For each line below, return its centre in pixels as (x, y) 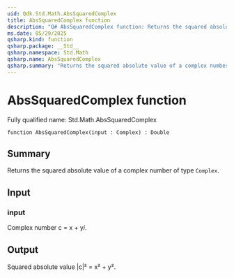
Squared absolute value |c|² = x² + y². (62, 267)
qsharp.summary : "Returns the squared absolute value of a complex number (118, 66)
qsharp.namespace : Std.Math (48, 53)
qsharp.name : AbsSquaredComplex (54, 59)
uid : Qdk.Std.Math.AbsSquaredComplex (62, 14)
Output (23, 250)
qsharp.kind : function (40, 40)
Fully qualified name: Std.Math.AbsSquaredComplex (82, 119)
